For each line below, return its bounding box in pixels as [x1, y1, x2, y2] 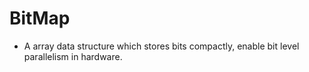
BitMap [9, 7, 71, 30]
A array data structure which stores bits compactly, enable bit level [23, 40, 300, 52]
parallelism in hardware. [23, 50, 123, 62]
